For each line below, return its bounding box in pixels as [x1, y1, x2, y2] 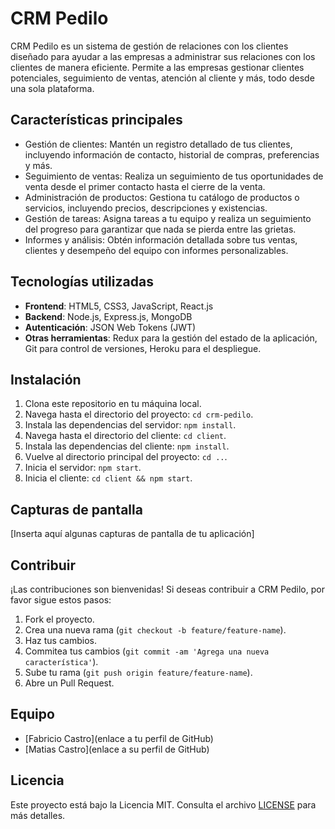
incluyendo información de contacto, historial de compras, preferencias [24, 148, 320, 161]
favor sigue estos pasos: [10, 594, 112, 606]
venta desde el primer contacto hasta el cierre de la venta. [24, 180, 266, 192]
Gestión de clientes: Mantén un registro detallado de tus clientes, [24, 138, 293, 150]
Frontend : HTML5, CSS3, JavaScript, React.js [24, 300, 214, 312]
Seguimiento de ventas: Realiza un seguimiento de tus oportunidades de [24, 170, 324, 182]
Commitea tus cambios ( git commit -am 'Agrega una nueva [24, 645, 270, 657]
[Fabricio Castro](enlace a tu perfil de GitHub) [24, 732, 214, 744]
